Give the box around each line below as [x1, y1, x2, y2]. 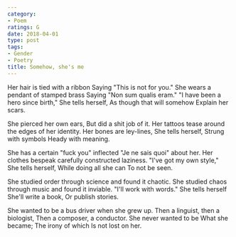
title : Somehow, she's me [7, 63, 84, 70]
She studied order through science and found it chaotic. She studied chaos [7, 177, 227, 186]
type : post [7, 37, 40, 44]
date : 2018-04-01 [7, 30, 59, 38]
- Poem [7, 17, 27, 24]
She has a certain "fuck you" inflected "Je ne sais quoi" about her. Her [7, 148, 213, 157]
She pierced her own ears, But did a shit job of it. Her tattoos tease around [7, 119, 225, 128]
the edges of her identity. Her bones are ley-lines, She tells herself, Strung [7, 127, 225, 135]
